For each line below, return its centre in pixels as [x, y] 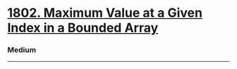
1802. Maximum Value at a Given [105, 13]
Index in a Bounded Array [83, 28]
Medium [22, 50]
